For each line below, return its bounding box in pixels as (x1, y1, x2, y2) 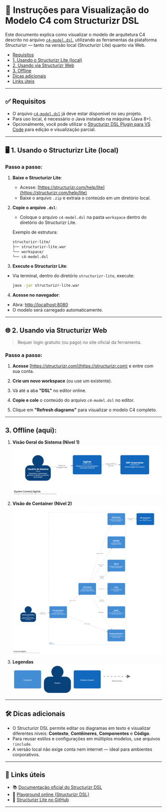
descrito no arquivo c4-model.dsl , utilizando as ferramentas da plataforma (5, 37, 157, 43)
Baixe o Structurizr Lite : (12, 175, 62, 181)
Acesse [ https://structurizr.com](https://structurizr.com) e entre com (12, 363, 154, 369)
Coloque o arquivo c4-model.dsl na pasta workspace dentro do (19, 214, 147, 221)
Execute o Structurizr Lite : (12, 263, 68, 269)
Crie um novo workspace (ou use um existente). (12, 378, 112, 384)
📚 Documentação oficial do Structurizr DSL (12, 784, 102, 790)
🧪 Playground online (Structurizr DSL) (12, 791, 89, 797)
